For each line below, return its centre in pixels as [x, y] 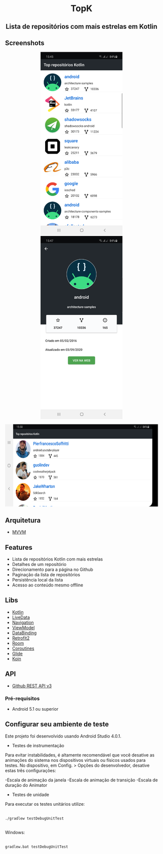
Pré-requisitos [22, 699]
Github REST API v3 [32, 686]
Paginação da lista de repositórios [46, 575]
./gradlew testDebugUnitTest [34, 818]
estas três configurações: [31, 770]
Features [19, 547]
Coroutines [23, 648]
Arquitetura [23, 520]
